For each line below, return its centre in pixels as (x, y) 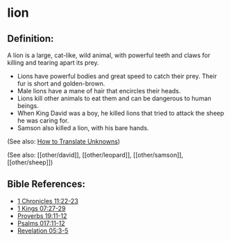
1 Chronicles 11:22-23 (48, 201)
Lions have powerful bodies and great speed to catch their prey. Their (117, 76)
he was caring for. (43, 120)
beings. (28, 106)
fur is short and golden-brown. (61, 84)
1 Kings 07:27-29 (41, 208)
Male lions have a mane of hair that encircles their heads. (99, 91)
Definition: (31, 39)
